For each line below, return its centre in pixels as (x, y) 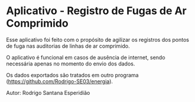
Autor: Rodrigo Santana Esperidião (48, 93)
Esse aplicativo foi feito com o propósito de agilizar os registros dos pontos (97, 40)
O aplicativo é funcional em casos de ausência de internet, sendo (86, 57)
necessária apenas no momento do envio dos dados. (71, 64)
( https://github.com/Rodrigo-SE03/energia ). (60, 81)
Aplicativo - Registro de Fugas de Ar (97, 11)
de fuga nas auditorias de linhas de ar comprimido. (68, 46)
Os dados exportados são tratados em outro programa (72, 75)
